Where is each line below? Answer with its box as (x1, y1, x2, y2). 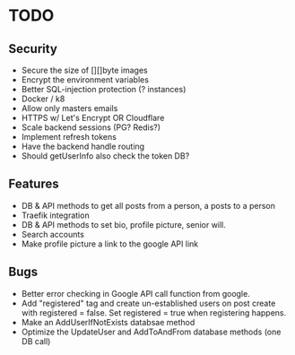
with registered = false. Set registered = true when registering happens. (21, 307, 287, 318)
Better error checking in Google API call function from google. (21, 288, 250, 299)
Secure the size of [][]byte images (21, 65, 149, 75)
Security (8, 41, 57, 56)
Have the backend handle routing (21, 141, 145, 152)
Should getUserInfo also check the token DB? (21, 151, 190, 161)
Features (8, 177, 59, 192)
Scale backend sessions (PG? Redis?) (21, 122, 161, 133)
